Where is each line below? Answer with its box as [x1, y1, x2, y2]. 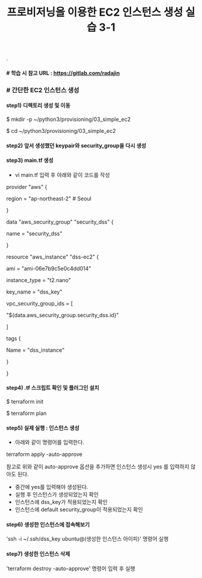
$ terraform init [6, 398, 44, 405]
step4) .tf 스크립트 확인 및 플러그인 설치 [6, 384, 99, 392]
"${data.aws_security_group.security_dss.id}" [6, 311, 119, 319]
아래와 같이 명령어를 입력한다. [14, 438, 85, 446]
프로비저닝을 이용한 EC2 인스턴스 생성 [7, 5, 183, 19]
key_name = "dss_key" [6, 288, 63, 295]
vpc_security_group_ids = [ [6, 300, 73, 307]
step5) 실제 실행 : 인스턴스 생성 [6, 424, 80, 431]
